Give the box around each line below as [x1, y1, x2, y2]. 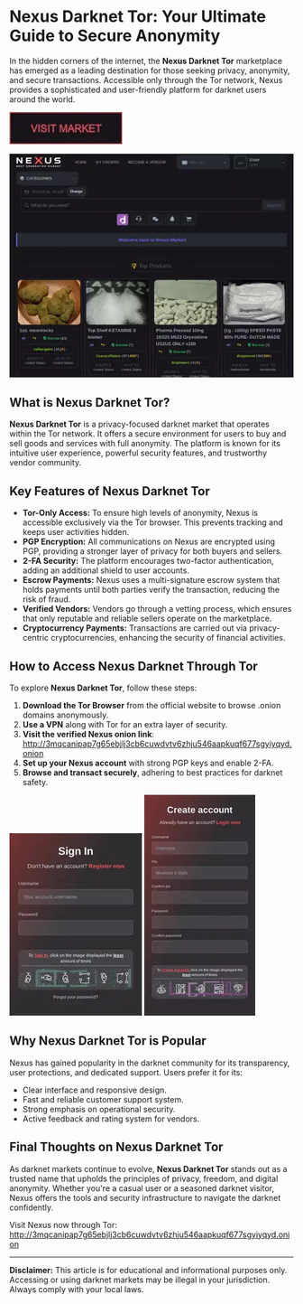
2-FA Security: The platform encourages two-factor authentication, [22, 556, 274, 567]
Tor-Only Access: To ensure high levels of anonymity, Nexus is [22, 508, 259, 519]
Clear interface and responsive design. [22, 1084, 167, 1095]
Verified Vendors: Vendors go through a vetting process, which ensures [22, 604, 292, 614]
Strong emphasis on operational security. [22, 1103, 176, 1114]
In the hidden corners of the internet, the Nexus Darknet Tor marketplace [9, 55, 282, 66]
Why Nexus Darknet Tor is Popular [9, 1033, 207, 1049]
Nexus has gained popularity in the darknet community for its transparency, [9, 1057, 290, 1068]
